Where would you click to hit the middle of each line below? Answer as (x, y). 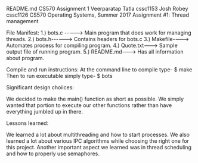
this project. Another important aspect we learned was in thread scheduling (99, 147)
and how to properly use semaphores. (53, 153)
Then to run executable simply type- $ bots (59, 76)
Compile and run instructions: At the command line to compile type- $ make (99, 70)
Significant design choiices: (40, 87)
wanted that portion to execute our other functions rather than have (89, 105)
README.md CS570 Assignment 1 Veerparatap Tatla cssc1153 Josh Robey (97, 9)
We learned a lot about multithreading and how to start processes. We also (98, 134)
